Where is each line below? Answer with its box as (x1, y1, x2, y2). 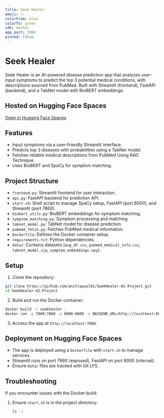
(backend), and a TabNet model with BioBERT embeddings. (5, 87, 124, 93)
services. (12, 352, 31, 358)
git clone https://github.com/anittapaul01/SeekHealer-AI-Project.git (5, 284, 152, 289)
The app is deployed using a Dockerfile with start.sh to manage (12, 347, 143, 353)
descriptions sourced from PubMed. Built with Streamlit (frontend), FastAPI (5, 82, 156, 88)
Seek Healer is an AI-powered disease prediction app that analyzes (5, 72, 141, 77)
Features (5, 129, 33, 137)
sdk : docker (5, 25, 29, 30)
